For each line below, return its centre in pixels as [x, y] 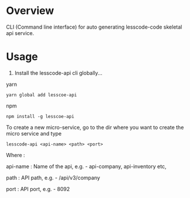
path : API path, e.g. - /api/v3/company [53, 178]
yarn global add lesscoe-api [42, 95]
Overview [30, 11]
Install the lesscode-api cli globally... [58, 73]
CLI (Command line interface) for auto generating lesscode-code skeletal [94, 27]
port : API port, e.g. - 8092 [38, 189]
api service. [20, 33]
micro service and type [34, 133]
